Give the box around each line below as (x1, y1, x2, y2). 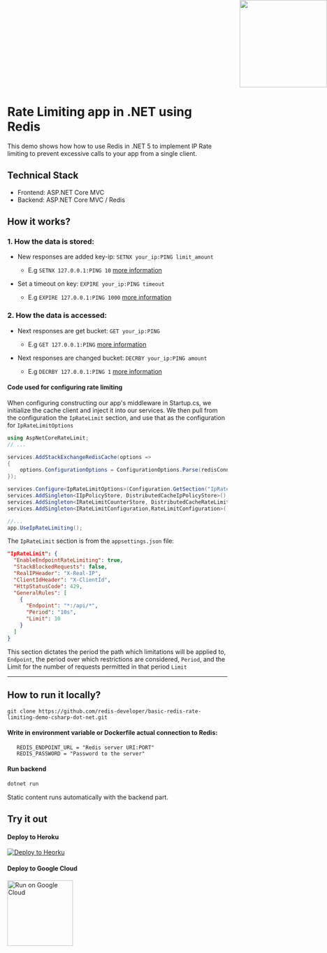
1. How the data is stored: (7, 237, 95, 247)
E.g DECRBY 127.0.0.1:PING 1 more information (27, 367, 163, 375)
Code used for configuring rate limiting (7, 383, 123, 391)
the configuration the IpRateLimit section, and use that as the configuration (7, 413, 226, 422)
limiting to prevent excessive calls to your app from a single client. (7, 149, 198, 157)
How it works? (7, 216, 71, 228)
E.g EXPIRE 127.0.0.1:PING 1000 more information (27, 293, 172, 302)
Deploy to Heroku (7, 832, 59, 841)
